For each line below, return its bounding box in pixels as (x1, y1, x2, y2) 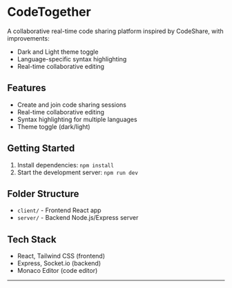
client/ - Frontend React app (17, 206, 101, 214)
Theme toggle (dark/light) (17, 122, 91, 131)
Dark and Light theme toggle (17, 48, 99, 56)
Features (7, 82, 46, 94)
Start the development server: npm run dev (17, 168, 138, 176)
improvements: (7, 34, 50, 42)
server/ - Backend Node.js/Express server (17, 214, 139, 222)
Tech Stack (7, 234, 57, 245)
